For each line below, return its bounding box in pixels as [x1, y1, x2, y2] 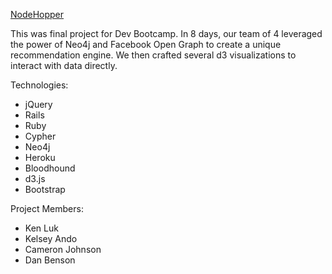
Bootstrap [24, 184, 66, 195]
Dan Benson [24, 254, 76, 266]
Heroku [24, 152, 56, 163]
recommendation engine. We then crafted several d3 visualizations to [10, 49, 297, 61]
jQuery [24, 99, 53, 110]
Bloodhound [24, 162, 76, 174]
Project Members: [10, 203, 84, 214]
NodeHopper [10, 9, 65, 20]
